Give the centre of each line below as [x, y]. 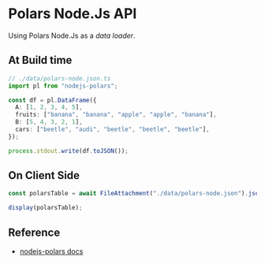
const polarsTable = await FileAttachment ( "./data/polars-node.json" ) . [128, 194]
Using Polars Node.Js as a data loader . [72, 35]
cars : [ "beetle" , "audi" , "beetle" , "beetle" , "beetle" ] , [113, 129]
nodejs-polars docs [51, 251]
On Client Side [44, 175]
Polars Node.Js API [73, 14]
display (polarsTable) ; [45, 208]
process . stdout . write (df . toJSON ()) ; [68, 151]
